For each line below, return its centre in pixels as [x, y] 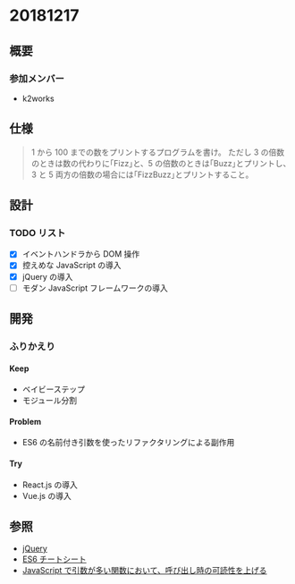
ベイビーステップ [54, 389]
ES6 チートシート [54, 559]
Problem [25, 421]
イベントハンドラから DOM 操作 [81, 254]
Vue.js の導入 [46, 495]
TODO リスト [38, 233]
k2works [38, 98]
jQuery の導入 [47, 276]
